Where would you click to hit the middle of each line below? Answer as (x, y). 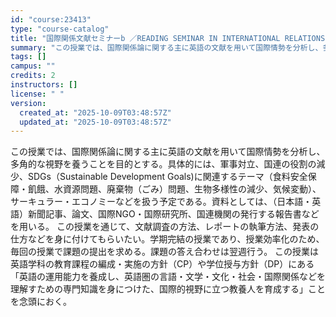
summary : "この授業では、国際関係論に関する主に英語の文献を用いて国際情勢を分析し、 (166, 47)
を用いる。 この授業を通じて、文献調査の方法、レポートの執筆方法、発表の (165, 227)
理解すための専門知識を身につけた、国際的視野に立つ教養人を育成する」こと (168, 289)
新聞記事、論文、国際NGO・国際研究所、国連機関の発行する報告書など (173, 214)
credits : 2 (33, 76)
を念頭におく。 (41, 302)
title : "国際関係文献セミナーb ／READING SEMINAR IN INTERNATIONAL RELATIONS (168, 38)
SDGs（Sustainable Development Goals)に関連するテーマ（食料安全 (167, 177)
